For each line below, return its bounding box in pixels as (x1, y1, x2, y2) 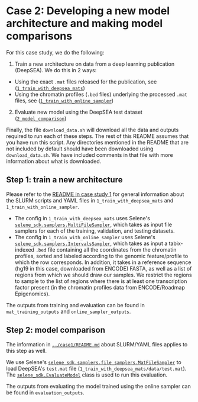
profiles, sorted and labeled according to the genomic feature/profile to (14, 252, 189, 259)
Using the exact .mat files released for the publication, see (14, 78, 157, 85)
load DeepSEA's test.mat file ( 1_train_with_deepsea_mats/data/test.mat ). (6, 365, 187, 372)
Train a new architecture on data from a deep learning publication (14, 60, 175, 67)
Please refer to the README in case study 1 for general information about (6, 191, 184, 198)
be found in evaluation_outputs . (6, 389, 85, 396)
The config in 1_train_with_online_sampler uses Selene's (14, 233, 155, 240)
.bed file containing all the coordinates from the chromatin (35, 246, 177, 253)
